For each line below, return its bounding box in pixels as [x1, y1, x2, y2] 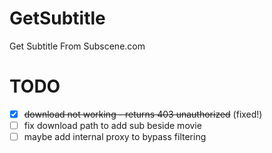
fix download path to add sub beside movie [23, 119, 202, 131]
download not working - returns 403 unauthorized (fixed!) [23, 108, 263, 120]
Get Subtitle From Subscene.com [9, 40, 146, 52]
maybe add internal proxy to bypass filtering [23, 131, 207, 142]
